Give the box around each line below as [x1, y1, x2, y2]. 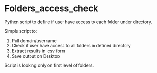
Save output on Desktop [11, 53, 60, 58]
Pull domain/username [11, 37, 57, 44]
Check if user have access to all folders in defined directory [11, 43, 131, 48]
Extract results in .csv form [11, 48, 66, 54]
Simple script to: [4, 28, 37, 34]
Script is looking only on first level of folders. [4, 62, 94, 68]
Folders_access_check [4, 3, 99, 14]
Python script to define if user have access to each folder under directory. [4, 19, 153, 25]
